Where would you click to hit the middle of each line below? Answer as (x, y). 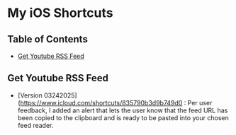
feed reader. (35, 125)
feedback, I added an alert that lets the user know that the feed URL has (123, 110)
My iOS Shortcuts (60, 13)
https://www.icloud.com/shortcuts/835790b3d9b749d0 (101, 102)
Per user (200, 102)
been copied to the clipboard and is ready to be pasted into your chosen (123, 117)
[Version (30, 95)
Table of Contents (48, 39)
